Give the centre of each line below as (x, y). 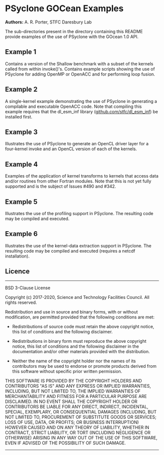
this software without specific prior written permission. (67, 371)
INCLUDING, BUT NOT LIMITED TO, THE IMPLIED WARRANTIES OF (73, 391)
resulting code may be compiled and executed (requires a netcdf (70, 251)
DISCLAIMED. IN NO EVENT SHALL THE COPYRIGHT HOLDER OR (71, 401)
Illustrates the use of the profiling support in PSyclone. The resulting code (79, 213)
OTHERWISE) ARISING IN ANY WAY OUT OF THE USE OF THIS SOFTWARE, (81, 437)
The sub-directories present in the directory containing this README (74, 31)
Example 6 (21, 234)
